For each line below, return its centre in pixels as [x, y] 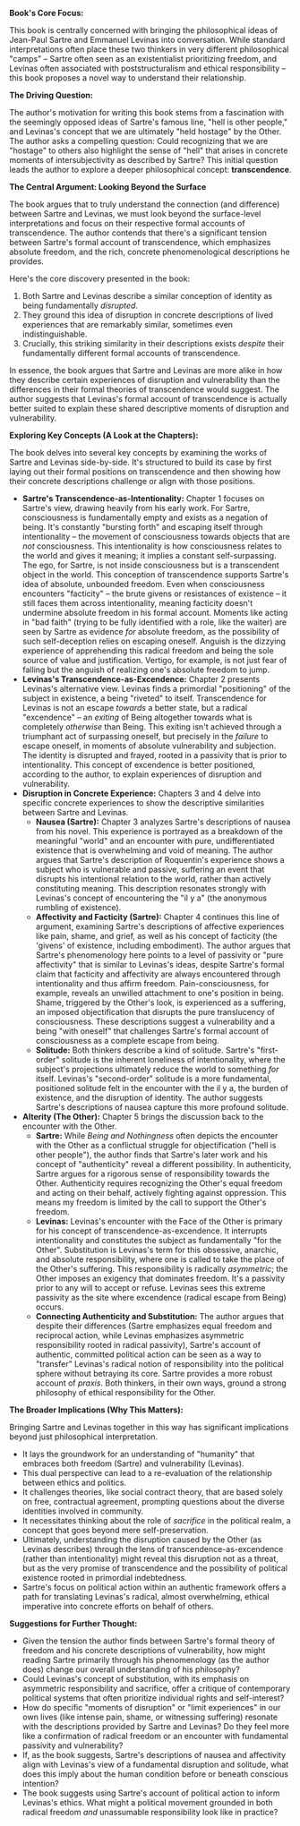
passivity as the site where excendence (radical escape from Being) [161, 1297]
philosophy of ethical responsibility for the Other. [126, 1392]
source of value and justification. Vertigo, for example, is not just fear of [154, 660]
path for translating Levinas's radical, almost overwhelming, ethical [146, 1596]
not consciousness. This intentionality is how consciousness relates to [152, 546]
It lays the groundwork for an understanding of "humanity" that [138, 1454]
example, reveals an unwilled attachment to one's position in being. [159, 993]
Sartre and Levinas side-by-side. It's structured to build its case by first [141, 462]
